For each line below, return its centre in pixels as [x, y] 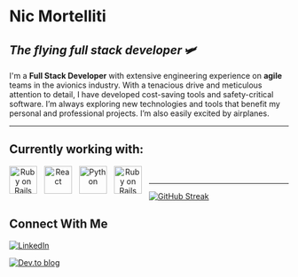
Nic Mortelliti [58, 16]
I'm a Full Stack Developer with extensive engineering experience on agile [145, 76]
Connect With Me [59, 224]
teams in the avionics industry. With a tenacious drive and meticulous [136, 85]
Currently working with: [77, 149]
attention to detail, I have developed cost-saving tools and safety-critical [141, 94]
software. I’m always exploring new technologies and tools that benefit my [145, 104]
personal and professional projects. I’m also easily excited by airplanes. [139, 113]
